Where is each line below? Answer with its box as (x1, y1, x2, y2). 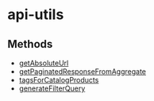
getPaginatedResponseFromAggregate (18, 67, 146, 76)
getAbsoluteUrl (18, 58, 69, 68)
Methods (7, 37, 53, 51)
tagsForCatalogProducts (18, 76, 99, 84)
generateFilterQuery (18, 84, 86, 93)
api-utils (7, 6, 64, 24)
